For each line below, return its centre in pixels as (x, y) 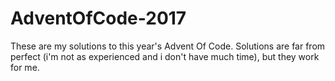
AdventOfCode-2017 (98, 18)
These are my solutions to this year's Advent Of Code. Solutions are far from (168, 46)
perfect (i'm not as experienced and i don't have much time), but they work (165, 56)
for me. (25, 67)
